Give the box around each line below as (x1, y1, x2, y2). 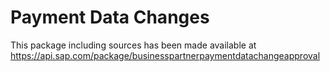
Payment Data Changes (10, 6, 210, 29)
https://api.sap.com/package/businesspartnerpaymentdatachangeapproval (10, 49, 321, 61)
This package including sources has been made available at (10, 39, 257, 51)
